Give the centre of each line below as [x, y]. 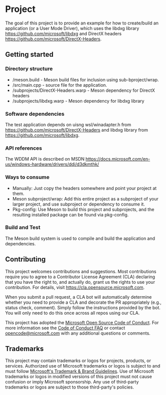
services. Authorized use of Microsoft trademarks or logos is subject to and [83, 366]
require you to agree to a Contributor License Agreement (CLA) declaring [80, 277]
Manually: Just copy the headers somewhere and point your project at [84, 188]
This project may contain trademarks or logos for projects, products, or [78, 361]
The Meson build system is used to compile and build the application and [80, 238]
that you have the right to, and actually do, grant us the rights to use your [80, 282]
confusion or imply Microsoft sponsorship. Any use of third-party [72, 382]
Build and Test [23, 227]
